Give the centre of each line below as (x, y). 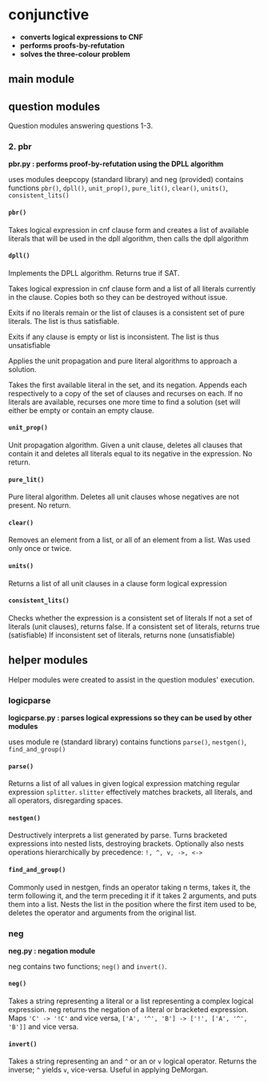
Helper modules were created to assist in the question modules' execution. (132, 679)
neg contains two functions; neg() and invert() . (88, 966)
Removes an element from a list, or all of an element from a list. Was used (129, 540)
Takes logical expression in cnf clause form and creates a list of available (129, 229)
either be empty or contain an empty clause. (81, 410)
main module (41, 79)
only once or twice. (40, 549)
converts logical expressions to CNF (82, 37)
